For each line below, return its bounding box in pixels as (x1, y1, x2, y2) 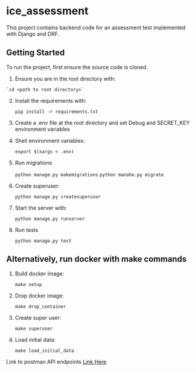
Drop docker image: (14, 292, 64, 299)
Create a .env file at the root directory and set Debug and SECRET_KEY (14, 119, 190, 126)
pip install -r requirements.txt (14, 109, 99, 115)
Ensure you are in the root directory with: (14, 75, 116, 82)
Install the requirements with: (14, 97, 87, 104)
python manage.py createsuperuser (14, 194, 101, 200)
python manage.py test (14, 238, 72, 244)
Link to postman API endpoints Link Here (6, 358, 106, 365)
